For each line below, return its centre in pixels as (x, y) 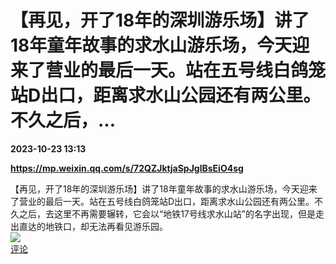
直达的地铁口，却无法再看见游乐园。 (93, 226)
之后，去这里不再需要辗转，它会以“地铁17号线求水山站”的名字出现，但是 (167, 213)
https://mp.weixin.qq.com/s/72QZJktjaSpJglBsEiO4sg (127, 168)
